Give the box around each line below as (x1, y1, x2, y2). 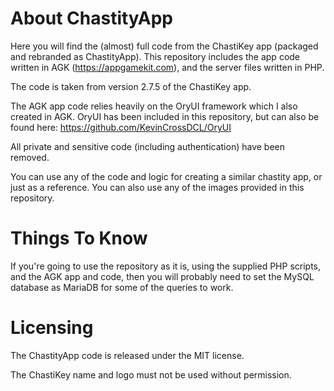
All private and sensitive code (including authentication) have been (10, 140, 285, 152)
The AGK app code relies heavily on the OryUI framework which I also (10, 100, 298, 112)
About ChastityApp (10, 7, 173, 30)
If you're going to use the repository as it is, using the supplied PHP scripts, (10, 260, 322, 272)
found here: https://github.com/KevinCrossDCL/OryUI (10, 121, 232, 133)
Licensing (10, 317, 94, 339)
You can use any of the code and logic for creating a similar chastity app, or (10, 170, 323, 182)
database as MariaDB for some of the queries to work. (10, 281, 234, 293)
